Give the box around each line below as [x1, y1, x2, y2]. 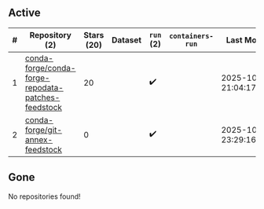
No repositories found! [8, 192, 81, 201]
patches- [24, 92, 60, 103]
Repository [29, 29, 72, 40]
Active [8, 6, 41, 20]
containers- [168, 31, 214, 40]
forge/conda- [24, 62, 76, 73]
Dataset [111, 35, 142, 46]
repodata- [24, 82, 64, 93]
